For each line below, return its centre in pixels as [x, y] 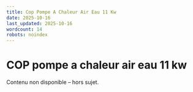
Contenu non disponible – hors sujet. [53, 82]
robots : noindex [27, 35]
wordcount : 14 [25, 29]
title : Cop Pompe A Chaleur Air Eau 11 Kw [61, 12]
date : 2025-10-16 [28, 18]
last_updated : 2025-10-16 [39, 23]
